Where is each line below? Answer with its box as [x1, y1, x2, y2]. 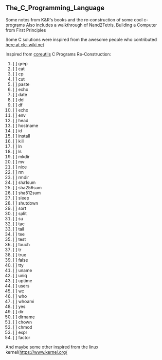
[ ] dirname [12, 314, 35, 320]
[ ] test [12, 236, 26, 242]
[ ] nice [12, 164, 27, 170]
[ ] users [12, 283, 30, 288]
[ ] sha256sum [12, 184, 42, 190]
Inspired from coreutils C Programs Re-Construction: [5, 51, 111, 57]
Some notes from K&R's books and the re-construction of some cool [5, 17, 143, 22]
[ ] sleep [12, 195, 30, 201]
